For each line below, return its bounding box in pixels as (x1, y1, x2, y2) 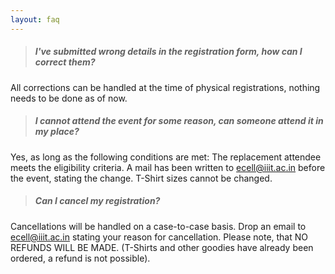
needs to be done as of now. (10, 92, 128, 104)
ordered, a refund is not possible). (10, 252, 151, 264)
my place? (34, 126, 80, 138)
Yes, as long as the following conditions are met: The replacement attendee (10, 151, 322, 163)
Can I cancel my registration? (34, 195, 161, 207)
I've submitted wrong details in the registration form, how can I (34, 46, 303, 58)
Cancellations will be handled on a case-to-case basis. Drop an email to (10, 220, 307, 232)
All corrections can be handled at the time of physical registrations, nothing (10, 81, 321, 93)
